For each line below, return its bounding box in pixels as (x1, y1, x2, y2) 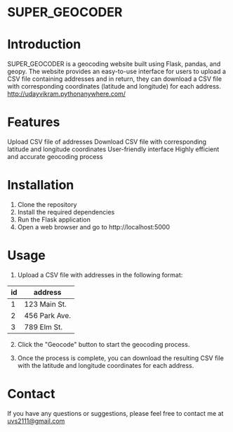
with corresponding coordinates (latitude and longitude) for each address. (7, 82, 221, 91)
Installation (7, 177, 74, 193)
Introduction (7, 37, 81, 53)
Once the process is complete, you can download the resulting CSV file (17, 353, 225, 362)
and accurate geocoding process (7, 153, 103, 161)
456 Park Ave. (24, 310, 72, 320)
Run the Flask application (17, 215, 91, 224)
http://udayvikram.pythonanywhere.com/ (7, 89, 126, 99)
